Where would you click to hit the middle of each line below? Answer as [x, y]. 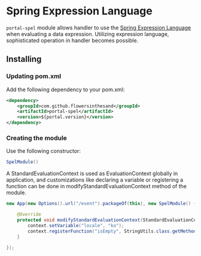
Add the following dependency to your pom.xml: [66, 89]
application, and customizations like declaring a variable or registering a [95, 180]
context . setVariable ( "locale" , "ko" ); [76, 225]
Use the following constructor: [43, 151]
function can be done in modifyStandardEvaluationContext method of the [97, 186]
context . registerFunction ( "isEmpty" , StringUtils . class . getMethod [112, 231]
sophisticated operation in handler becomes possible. [72, 40]
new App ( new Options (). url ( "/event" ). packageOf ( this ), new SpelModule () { [101, 204]
